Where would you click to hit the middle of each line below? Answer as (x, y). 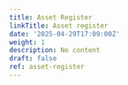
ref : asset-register (47, 67)
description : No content (55, 50)
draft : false (33, 58)
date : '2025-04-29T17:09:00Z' (65, 34)
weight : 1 (27, 42)
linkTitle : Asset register (59, 26)
